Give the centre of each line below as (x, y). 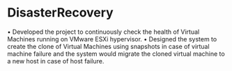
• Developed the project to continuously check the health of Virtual (103, 32)
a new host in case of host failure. (56, 61)
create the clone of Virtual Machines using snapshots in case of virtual (109, 46)
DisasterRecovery (60, 13)
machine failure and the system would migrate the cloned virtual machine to (116, 54)
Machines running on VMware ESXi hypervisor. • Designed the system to (112, 39)
